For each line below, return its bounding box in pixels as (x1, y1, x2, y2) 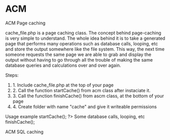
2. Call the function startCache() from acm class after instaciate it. (12, 87, 151, 93)
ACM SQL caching (5, 128, 44, 135)
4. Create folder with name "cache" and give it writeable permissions (12, 103, 157, 109)
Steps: (5, 72, 19, 78)
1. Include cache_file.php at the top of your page (12, 82, 114, 88)
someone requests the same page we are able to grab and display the (5, 51, 151, 58)
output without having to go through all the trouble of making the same (5, 57, 153, 63)
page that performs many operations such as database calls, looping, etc (5, 40, 158, 46)
